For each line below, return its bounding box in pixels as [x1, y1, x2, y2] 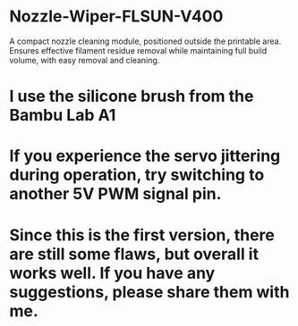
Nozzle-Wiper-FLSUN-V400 [9, 6, 224, 27]
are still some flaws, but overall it [9, 244, 260, 264]
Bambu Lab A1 [9, 105, 116, 126]
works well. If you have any [9, 263, 216, 283]
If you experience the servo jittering [9, 146, 281, 166]
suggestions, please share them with [9, 281, 290, 302]
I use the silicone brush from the [9, 87, 254, 106]
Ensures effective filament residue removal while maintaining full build [9, 45, 267, 55]
